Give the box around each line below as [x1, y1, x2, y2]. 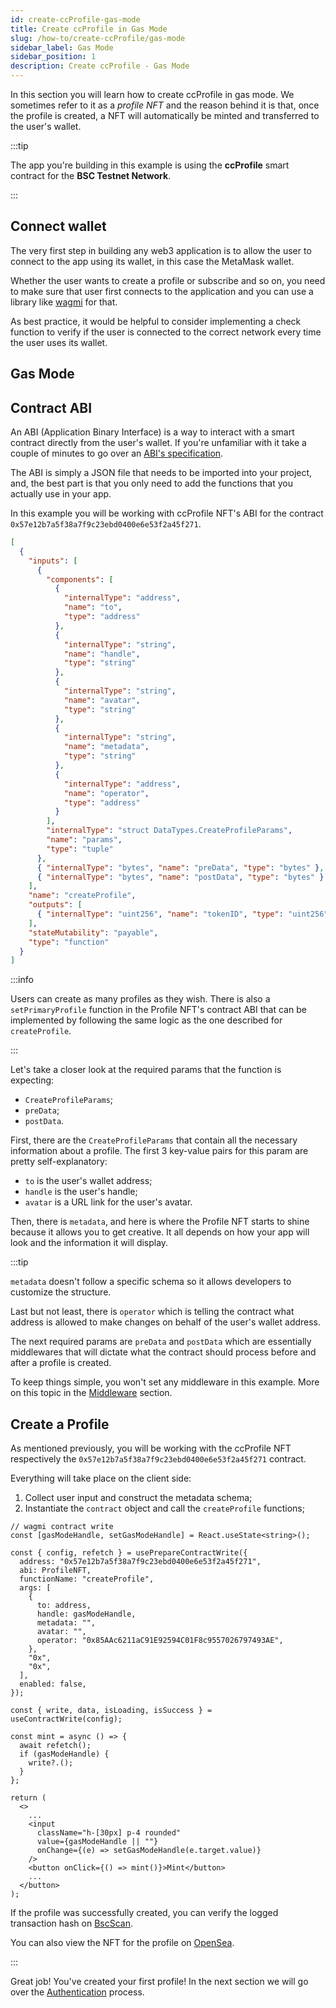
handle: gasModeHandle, [36, 1609, 137, 1620]
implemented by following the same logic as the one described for [10, 1014, 283, 1026]
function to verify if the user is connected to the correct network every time [10, 326, 322, 338]
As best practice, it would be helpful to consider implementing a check [10, 315, 302, 327]
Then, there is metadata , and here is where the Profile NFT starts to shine [10, 1216, 310, 1228]
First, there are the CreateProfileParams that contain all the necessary [10, 1134, 298, 1146]
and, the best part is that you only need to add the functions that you [10, 477, 293, 490]
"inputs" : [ [28, 556, 78, 566]
